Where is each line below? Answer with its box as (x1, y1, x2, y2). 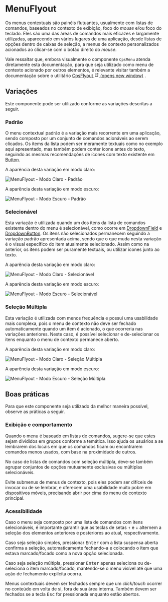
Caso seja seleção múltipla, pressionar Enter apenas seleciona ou (5, 560, 143, 566)
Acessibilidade (5, 507, 43, 514)
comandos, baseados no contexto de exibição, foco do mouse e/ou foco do (5, 25, 162, 31)
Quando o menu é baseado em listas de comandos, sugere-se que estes (5, 433, 155, 439)
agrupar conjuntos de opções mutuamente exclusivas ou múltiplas (5, 464, 143, 470)
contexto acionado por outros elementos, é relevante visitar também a (5, 66, 150, 73)
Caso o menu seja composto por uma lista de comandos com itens (5, 519, 143, 525)
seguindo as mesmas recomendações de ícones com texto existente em (5, 152, 154, 158)
